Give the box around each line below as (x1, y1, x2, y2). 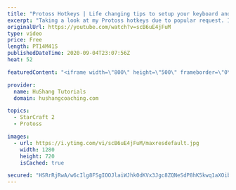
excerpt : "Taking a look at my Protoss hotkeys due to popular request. (7, 17, 225, 24)
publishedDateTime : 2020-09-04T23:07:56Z (7, 50, 131, 57)
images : (7, 133, 30, 140)
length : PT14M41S (7, 43, 58, 50)
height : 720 (20, 153, 55, 160)
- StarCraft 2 (13, 114, 55, 121)
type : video (7, 30, 42, 37)
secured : (7, 172, 33, 179)
